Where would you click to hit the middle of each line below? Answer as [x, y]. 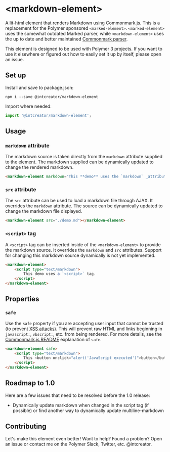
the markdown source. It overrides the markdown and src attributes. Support [83, 250]
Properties [22, 299]
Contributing [26, 426]
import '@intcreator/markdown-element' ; [49, 115]
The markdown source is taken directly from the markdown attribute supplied [84, 157]
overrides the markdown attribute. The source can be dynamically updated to [84, 206]
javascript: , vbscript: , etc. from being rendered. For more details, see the [83, 334]
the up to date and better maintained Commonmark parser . [67, 39]
